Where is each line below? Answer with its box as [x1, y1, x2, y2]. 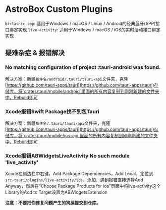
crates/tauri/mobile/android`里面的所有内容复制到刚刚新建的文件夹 [24, 88, 160, 94]
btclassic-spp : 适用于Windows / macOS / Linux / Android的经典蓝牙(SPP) [5, 20, 156, 26]
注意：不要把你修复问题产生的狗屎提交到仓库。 [5, 200, 101, 206]
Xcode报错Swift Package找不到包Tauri [5, 108, 100, 115]
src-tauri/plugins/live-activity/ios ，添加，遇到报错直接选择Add [5, 177, 144, 183]
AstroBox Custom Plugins [5, 3, 113, 15]
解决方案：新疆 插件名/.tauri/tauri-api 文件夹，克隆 [5, 120, 111, 126]
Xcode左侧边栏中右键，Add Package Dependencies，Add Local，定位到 [5, 171, 154, 177]
